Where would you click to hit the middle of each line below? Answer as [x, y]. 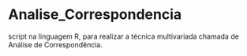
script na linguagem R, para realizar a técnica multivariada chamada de [123, 36]
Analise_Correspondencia [95, 15]
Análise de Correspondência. [55, 44]
